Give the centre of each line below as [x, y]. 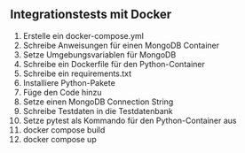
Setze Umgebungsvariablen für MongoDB [99, 54]
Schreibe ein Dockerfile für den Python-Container [114, 64]
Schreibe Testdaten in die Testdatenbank [98, 111]
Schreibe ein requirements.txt [77, 73]
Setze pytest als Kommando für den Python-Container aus [130, 120]
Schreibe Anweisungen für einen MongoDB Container [121, 45]
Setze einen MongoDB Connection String [98, 102]
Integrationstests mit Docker [91, 15]
